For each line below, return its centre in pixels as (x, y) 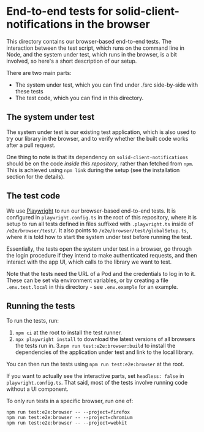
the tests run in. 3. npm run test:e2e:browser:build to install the (95, 346)
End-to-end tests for (60, 11)
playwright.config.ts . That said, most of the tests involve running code (97, 383)
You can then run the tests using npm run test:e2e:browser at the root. (96, 364)
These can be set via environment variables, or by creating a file (87, 280)
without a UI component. (37, 389)
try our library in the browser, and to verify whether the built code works (97, 138)
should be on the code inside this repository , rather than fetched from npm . (100, 163)
